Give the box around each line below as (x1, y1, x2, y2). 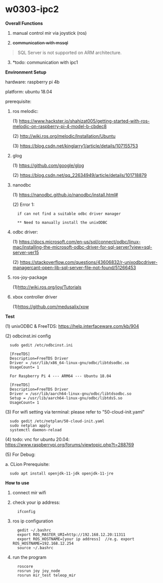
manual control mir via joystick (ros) (12, 30, 87, 36)
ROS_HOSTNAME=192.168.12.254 (12, 541, 74, 546)
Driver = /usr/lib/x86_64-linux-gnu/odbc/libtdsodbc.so (10, 360, 129, 365)
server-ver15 (12, 249, 39, 255)
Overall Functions (5, 20, 43, 26)
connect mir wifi (12, 489, 46, 495)
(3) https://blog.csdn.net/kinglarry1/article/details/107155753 (12, 143, 138, 149)
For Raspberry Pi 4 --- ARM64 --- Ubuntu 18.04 (10, 373, 112, 379)
